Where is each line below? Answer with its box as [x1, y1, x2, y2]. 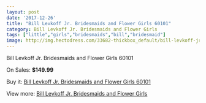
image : [6, 37, 23, 44]
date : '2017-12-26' [6, 15, 56, 21]
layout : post [6, 9, 40, 15]
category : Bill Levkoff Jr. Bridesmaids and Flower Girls [6, 26, 158, 32]
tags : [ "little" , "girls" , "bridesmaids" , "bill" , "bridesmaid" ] [6, 32, 166, 38]
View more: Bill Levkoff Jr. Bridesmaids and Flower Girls [6, 90, 148, 97]
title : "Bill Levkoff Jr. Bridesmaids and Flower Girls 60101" [6, 20, 172, 26]
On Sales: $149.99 [6, 66, 54, 74]
